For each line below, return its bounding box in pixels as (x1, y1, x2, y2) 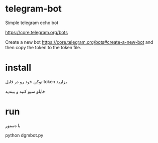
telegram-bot (5, 3, 62, 15)
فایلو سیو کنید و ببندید (5, 88, 45, 94)
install (5, 62, 32, 73)
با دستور (5, 122, 21, 128)
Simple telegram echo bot (5, 20, 59, 26)
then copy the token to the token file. (5, 44, 81, 50)
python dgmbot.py (5, 132, 44, 138)
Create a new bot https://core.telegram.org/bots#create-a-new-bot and (5, 39, 153, 45)
